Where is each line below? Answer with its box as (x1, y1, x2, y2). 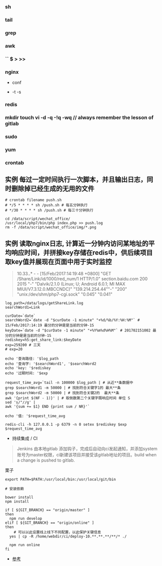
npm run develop (9, 516, 42, 521)
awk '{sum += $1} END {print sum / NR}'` (5, 404, 90, 409)
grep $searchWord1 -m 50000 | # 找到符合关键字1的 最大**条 (5, 385, 121, 390)
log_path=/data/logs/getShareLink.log (5, 301, 83, 306)
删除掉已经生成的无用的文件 (11, 184, 95, 193)
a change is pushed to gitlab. (16, 457, 75, 463)
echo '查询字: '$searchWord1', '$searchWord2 (5, 362, 97, 366)
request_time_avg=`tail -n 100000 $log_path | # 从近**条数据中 (5, 380, 133, 385)
